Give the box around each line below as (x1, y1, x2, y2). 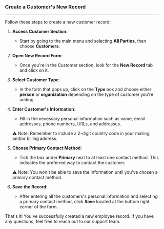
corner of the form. (19, 204, 58, 210)
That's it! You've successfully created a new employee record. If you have (5, 213, 154, 219)
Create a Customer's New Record (5, 3, 86, 10)
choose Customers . (19, 43, 60, 49)
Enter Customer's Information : (12, 106, 76, 112)
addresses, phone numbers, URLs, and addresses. (19, 121, 121, 127)
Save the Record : (12, 184, 48, 190)
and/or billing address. (12, 136, 58, 141)
